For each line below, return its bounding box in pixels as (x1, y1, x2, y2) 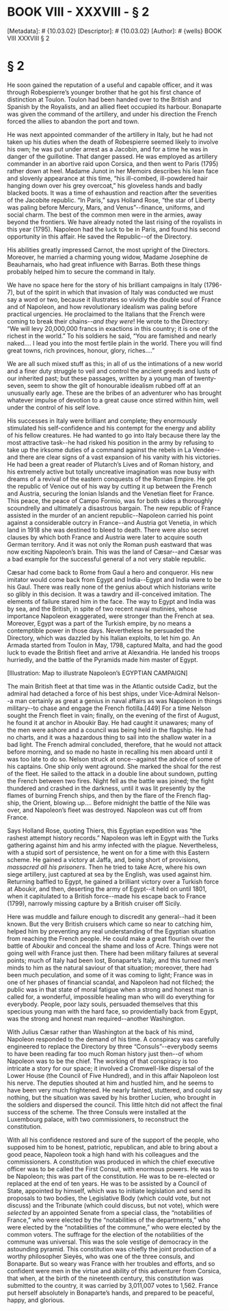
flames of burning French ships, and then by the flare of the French (7, 791, 196, 799)
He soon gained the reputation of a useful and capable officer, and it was (7, 80, 213, 89)
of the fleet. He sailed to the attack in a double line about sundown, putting (7, 769, 217, 778)
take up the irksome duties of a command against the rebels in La (7, 445, 191, 454)
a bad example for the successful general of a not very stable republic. (7, 554, 206, 563)
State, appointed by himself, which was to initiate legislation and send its (7, 1186, 211, 1194)
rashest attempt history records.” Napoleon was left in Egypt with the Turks (7, 833, 219, 842)
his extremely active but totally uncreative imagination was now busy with (7, 467, 215, 476)
